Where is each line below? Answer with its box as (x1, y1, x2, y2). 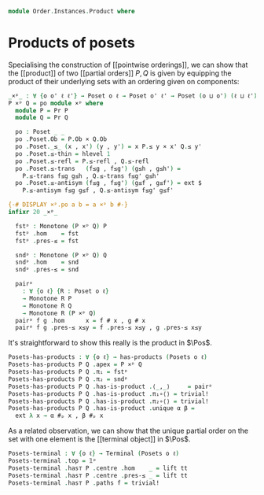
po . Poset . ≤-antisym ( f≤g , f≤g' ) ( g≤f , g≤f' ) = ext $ (15, 179, 202, 187)
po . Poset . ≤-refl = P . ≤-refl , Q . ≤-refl (15, 157, 149, 165)
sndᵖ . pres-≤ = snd (15, 266, 79, 274)
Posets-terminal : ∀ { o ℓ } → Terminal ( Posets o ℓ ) (8, 449, 179, 458)
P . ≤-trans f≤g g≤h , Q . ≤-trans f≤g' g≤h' (22, 172, 159, 180)
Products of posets (8, 34, 135, 52)
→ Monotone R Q (22, 301, 72, 310)
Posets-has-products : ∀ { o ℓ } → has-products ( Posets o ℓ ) (8, 353, 208, 361)
